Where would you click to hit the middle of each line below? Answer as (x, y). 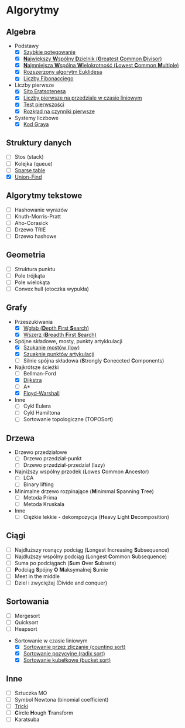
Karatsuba (27, 720)
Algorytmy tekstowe (44, 196)
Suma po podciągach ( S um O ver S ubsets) (65, 563)
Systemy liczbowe (36, 118)
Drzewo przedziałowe (41, 452)
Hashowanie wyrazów (41, 210)
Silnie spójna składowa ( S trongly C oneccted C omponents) (94, 360)
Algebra (21, 32)
